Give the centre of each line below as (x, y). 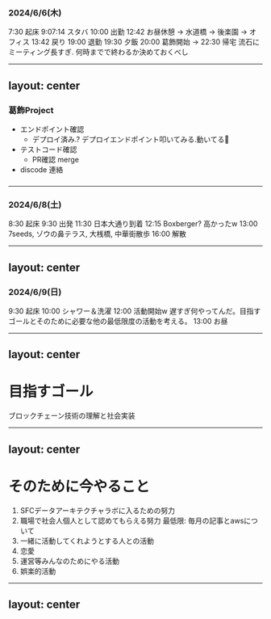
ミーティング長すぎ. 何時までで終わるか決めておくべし (98, 52)
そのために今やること (79, 486)
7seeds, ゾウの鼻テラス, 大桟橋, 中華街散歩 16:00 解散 (98, 234)
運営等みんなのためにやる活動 (69, 561)
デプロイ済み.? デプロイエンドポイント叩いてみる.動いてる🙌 (131, 139)
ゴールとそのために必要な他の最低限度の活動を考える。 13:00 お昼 (118, 321)
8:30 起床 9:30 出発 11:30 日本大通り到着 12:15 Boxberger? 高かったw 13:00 (133, 224)
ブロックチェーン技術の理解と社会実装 (72, 416)
